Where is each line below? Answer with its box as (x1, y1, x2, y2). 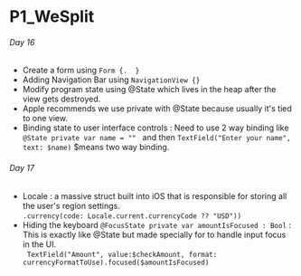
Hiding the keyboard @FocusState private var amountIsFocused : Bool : (22, 219, 292, 230)
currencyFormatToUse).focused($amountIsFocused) (22, 258, 210, 267)
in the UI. (22, 238, 57, 250)
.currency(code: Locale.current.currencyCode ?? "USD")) (22, 211, 242, 221)
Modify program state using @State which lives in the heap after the (22, 84, 277, 95)
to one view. (22, 113, 68, 124)
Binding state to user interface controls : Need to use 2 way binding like (22, 122, 289, 133)
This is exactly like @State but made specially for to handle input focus (22, 229, 287, 240)
